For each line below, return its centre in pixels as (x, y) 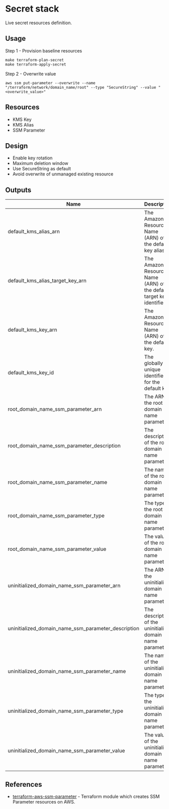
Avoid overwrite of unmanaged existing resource (63, 174)
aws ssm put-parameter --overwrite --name (50, 83)
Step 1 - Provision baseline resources (44, 50)
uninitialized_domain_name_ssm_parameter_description (74, 629)
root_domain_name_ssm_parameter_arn (55, 409)
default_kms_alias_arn (34, 231)
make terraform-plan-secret (35, 60)
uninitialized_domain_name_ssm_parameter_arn (64, 586)
